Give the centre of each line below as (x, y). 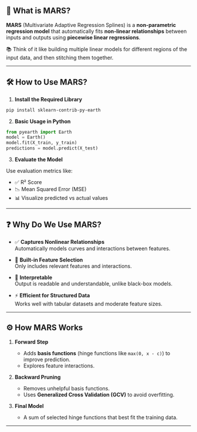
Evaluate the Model (39, 159)
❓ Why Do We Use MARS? (54, 225)
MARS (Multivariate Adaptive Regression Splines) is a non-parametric (91, 25)
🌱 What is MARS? (38, 11)
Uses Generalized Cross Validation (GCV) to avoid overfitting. (99, 394)
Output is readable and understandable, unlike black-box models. (94, 283)
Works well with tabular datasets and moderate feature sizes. (89, 304)
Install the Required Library (48, 99)
